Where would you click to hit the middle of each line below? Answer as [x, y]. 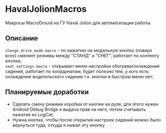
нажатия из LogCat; [33, 114]
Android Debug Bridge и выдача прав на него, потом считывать [79, 109]
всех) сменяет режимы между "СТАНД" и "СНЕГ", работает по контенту [82, 55]
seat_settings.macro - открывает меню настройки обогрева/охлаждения [82, 66]
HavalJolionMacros [46, 9]
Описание [22, 38]
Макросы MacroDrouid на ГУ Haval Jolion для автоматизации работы [78, 23]
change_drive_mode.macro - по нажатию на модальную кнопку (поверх [79, 50]
